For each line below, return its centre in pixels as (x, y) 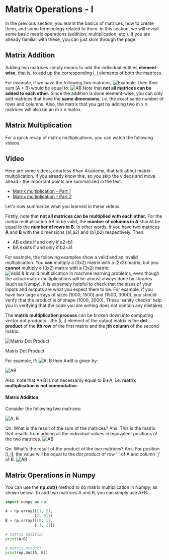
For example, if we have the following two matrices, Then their (82, 82)
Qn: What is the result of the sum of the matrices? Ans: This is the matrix (80, 428)
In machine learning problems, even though (114, 273)
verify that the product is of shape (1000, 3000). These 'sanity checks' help (83, 300)
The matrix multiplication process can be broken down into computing (79, 315)
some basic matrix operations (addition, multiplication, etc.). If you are (78, 34)
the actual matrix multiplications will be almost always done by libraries (79, 279)
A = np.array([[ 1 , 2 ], (29, 511)
